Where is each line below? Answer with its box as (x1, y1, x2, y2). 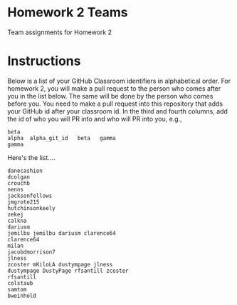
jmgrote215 (7, 198, 40, 206)
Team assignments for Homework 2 (7, 28, 112, 36)
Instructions (7, 53, 81, 69)
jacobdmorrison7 (7, 248, 56, 256)
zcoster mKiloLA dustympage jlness (7, 261, 113, 268)
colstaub (7, 279, 33, 286)
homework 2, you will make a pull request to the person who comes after (7, 84, 221, 93)
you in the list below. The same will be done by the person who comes (7, 91, 214, 100)
